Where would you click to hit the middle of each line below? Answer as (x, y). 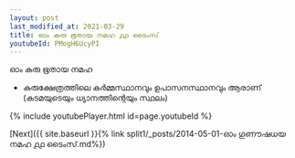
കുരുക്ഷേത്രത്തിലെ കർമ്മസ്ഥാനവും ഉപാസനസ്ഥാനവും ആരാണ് (142, 88)
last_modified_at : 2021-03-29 (67, 26)
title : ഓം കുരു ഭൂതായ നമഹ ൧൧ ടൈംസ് (84, 35)
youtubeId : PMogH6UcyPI (55, 43)
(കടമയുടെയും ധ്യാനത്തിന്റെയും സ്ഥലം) (95, 98)
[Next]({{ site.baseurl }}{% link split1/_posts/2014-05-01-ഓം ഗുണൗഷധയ (147, 134)
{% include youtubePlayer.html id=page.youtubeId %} (111, 116)
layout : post (34, 18)
